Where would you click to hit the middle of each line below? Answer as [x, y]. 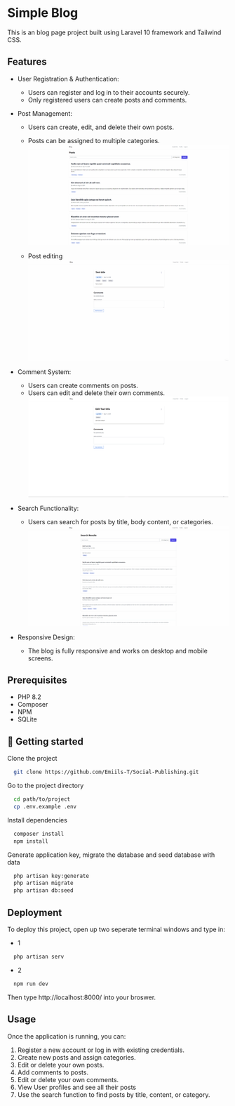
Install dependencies [38, 820]
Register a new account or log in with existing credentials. [101, 1050]
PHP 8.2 [29, 697]
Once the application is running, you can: [67, 1036]
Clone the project [32, 759]
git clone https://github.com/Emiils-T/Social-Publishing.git [106, 772]
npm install [31, 841]
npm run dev [31, 984]
